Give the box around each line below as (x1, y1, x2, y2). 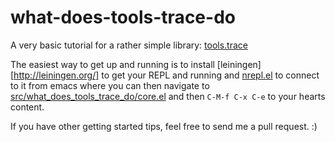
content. (10, 101, 45, 113)
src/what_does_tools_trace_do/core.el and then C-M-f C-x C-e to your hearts (10, 90, 326, 102)
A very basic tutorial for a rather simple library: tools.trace (10, 39, 248, 51)
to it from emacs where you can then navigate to (10, 79, 210, 91)
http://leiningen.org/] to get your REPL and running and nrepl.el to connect (13, 69, 320, 81)
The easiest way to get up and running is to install (10, 58, 215, 70)
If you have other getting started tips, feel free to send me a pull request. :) (10, 120, 318, 132)
